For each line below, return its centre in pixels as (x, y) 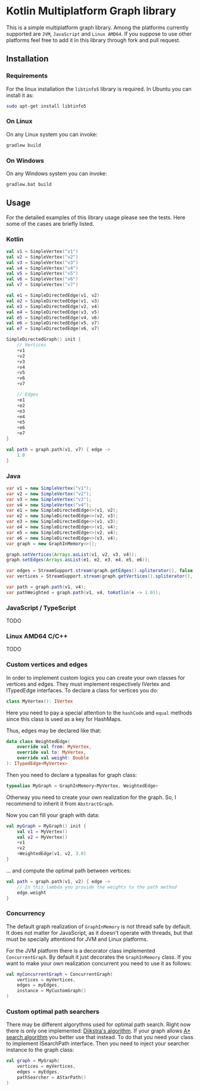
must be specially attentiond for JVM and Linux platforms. (77, 939)
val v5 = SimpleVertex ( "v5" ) (42, 273)
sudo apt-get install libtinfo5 (46, 106)
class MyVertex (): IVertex (40, 701)
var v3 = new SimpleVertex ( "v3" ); (49, 499)
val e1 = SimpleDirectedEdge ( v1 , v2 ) (53, 296)
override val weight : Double (53, 758)
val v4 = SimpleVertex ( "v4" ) (42, 268)
